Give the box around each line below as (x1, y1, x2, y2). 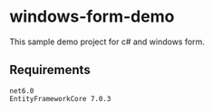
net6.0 (9, 86, 34, 96)
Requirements (9, 62, 91, 78)
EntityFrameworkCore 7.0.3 (9, 94, 111, 103)
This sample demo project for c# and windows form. (9, 36, 206, 47)
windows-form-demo (9, 6, 175, 27)
